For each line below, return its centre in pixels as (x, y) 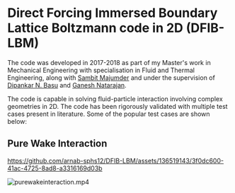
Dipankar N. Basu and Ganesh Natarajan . (67, 85)
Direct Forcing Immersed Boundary (113, 13)
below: (17, 121)
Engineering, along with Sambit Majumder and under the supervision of (111, 77)
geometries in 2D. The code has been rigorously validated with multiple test (117, 106)
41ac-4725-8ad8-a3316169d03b (55, 168)
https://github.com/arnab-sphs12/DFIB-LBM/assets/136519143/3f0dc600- (116, 160)
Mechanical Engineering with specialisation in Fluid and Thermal (101, 70)
